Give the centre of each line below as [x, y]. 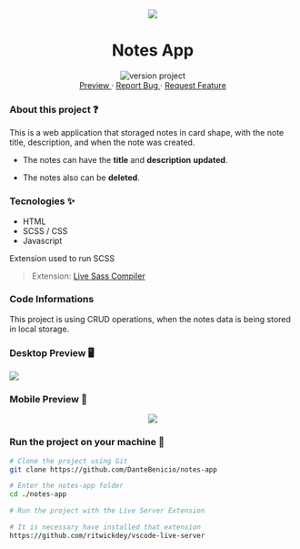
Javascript [42, 240]
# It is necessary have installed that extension [105, 527]
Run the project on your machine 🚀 [87, 442]
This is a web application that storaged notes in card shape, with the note [147, 133]
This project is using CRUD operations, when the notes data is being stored [150, 319]
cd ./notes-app [38, 494]
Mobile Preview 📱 [49, 400]
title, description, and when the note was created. [102, 142]
